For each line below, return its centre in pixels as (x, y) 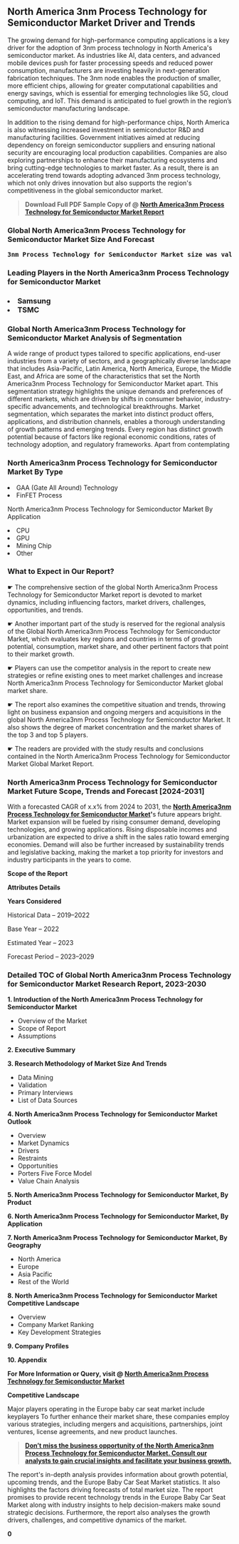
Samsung (34, 301)
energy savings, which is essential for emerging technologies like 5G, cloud (118, 93)
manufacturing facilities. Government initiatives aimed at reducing (104, 137)
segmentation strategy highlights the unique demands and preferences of (115, 391)
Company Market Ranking (56, 1325)
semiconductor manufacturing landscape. (69, 108)
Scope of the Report (38, 874)
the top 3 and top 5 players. (48, 735)
